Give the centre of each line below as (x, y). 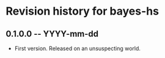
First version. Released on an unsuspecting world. (78, 48)
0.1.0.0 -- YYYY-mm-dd (52, 34)
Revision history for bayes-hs (82, 11)
